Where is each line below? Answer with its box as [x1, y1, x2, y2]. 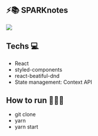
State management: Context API [14, 79, 93, 86]
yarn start [14, 123, 39, 131]
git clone [14, 111, 36, 118]
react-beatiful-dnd [14, 72, 60, 79]
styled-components [14, 66, 63, 73]
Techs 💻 [6, 41, 39, 52]
